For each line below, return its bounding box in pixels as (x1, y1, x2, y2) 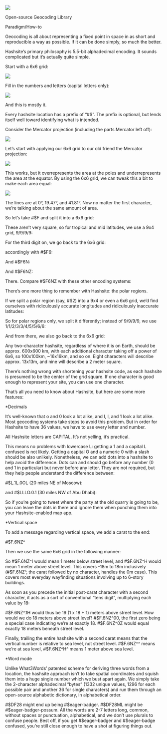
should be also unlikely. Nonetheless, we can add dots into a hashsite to (5, 454, 153, 460)
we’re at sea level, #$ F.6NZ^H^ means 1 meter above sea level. (5, 646, 134, 652)
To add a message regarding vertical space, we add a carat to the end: (5, 529, 151, 535)
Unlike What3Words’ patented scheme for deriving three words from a (5, 665, 150, 671)
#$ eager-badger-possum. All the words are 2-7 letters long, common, (5, 707, 149, 713)
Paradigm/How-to (5, 24, 42, 30)
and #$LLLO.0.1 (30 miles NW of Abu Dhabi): (5, 490, 97, 495)
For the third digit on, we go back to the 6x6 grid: (5, 239, 106, 245)
